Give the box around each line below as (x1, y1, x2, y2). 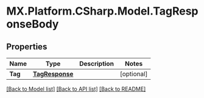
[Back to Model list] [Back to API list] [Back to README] (6, 85, 146, 93)
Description (79, 60, 114, 68)
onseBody (6, 17, 59, 31)
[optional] (119, 70, 148, 78)
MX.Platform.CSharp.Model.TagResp (6, 4, 199, 18)
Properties (6, 41, 47, 52)
